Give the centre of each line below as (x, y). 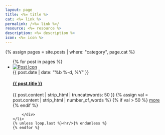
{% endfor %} (26, 128)
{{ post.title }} (27, 83)
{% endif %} (25, 105)
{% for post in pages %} (37, 61)
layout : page (19, 10)
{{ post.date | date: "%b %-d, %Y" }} (51, 72)
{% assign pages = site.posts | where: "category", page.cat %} (70, 52)
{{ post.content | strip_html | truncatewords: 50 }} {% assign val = (80, 95)
